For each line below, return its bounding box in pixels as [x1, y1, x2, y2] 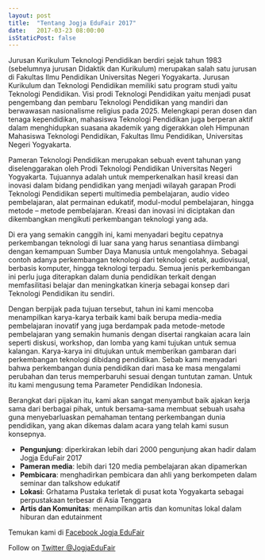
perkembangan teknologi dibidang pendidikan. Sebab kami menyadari [8, 355, 237, 365]
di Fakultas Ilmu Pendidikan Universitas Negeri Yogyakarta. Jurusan [8, 72, 230, 82]
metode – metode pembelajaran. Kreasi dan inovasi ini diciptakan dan [8, 206, 236, 215]
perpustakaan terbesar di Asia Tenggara [19, 496, 152, 505]
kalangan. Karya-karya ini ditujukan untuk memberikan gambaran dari [8, 346, 236, 356]
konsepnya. [8, 430, 46, 439]
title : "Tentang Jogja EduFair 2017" [8, 19, 136, 27]
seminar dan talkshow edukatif [19, 478, 121, 489]
